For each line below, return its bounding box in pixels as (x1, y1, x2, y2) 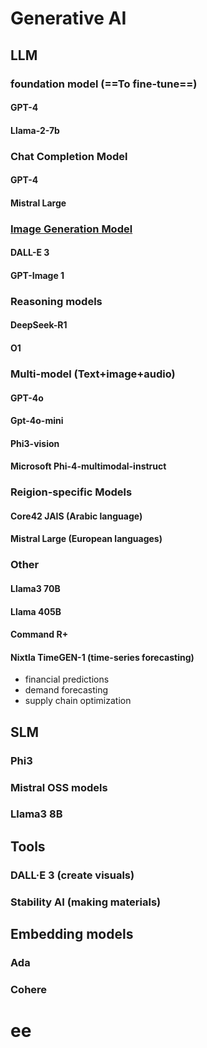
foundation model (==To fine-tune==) (10, 77, 198, 91)
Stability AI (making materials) (10, 895, 162, 909)
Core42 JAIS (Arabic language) (10, 510, 143, 522)
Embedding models (10, 926, 134, 943)
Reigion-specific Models (10, 485, 133, 499)
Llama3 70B (10, 582, 61, 594)
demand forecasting (24, 684, 109, 696)
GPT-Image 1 (10, 269, 65, 281)
